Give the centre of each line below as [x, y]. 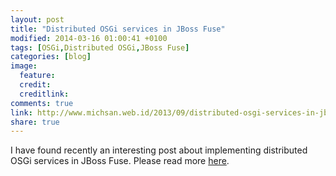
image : [24, 66]
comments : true [42, 103]
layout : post [37, 19]
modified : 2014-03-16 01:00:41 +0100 [89, 38]
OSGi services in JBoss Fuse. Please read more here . [120, 161]
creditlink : [44, 94]
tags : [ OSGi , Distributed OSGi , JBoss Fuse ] [100, 47]
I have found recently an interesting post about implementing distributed [159, 150]
